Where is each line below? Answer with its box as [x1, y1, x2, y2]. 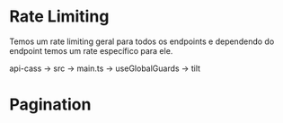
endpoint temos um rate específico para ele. [9, 45, 173, 56]
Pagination [9, 94, 92, 115]
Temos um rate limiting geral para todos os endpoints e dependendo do [9, 36, 275, 47]
